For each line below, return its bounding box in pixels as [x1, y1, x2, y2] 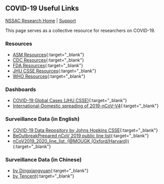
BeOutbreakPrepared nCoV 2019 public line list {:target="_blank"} [12, 132, 149, 139]
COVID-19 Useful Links [5, 4, 79, 13]
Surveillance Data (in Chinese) [5, 156, 82, 163]
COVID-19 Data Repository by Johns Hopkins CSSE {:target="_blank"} [12, 127, 158, 133]
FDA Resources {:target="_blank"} [12, 63, 83, 69]
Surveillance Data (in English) [5, 115, 80, 122]
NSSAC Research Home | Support [5, 17, 76, 23]
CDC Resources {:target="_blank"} [12, 57, 84, 63]
